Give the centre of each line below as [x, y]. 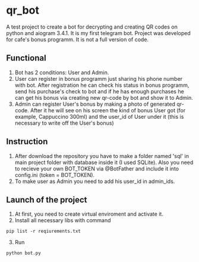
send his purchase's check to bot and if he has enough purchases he [99, 91]
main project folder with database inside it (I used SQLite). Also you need [104, 162]
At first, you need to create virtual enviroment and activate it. [89, 214]
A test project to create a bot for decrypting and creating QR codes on [92, 27]
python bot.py [24, 253]
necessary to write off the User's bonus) [64, 123]
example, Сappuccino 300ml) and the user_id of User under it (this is [99, 116]
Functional [26, 58]
